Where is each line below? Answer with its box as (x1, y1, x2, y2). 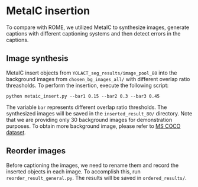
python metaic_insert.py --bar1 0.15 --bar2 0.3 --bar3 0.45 (6, 93, 160, 99)
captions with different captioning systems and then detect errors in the (6, 30, 181, 37)
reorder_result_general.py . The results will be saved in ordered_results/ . (6, 174, 187, 181)
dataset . (6, 128, 27, 136)
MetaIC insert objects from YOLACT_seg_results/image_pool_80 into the (6, 69, 177, 76)
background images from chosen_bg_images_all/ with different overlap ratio (6, 75, 190, 82)
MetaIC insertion (6, 4, 90, 18)
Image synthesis (6, 53, 69, 63)
